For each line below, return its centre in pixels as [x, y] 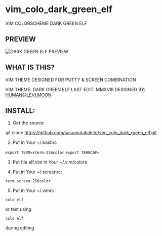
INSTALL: [20, 111]
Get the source [28, 123]
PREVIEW [21, 39]
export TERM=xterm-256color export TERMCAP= [52, 153]
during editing [20, 228]
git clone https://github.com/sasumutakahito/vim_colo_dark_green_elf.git [81, 133]
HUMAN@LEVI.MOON [28, 95]
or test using [18, 209]
